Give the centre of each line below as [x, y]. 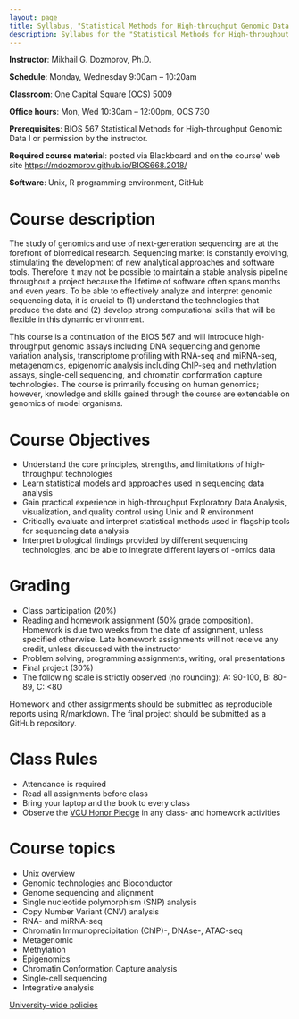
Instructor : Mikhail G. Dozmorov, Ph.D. [80, 60]
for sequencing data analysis [75, 531]
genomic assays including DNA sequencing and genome [156, 346]
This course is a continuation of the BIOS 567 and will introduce [126, 337]
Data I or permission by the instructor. [79, 139]
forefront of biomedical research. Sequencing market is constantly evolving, [149, 253]
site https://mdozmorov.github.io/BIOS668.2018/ [98, 166]
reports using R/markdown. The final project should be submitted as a [137, 714]
